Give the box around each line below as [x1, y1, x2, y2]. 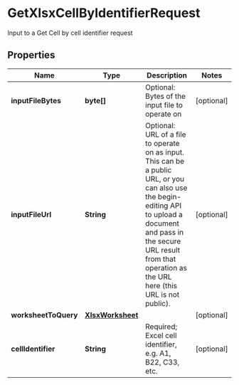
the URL [145, 272, 172, 282]
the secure [145, 236, 181, 246]
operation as [145, 263, 187, 273]
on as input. [145, 147, 185, 157]
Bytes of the [145, 91, 186, 101]
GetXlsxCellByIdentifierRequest [7, 5, 201, 21]
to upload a [145, 209, 183, 219]
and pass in [145, 227, 184, 237]
